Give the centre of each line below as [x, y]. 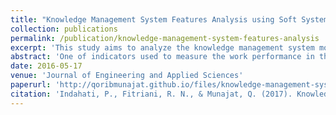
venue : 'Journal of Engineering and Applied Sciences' [127, 76]
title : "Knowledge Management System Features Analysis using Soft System [169, 19]
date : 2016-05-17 [46, 66]
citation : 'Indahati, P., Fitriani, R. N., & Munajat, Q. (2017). [151, 94]
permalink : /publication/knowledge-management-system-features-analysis [165, 38]
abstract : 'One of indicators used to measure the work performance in [162, 57]
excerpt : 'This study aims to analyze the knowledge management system [162, 47]
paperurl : [31, 85]
